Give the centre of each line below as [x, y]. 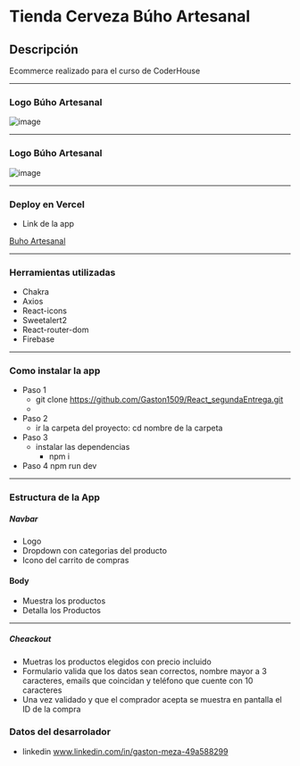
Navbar [24, 519]
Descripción [44, 50]
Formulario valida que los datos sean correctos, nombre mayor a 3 [145, 670]
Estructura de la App [55, 497]
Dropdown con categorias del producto [95, 551]
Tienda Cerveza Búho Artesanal [130, 17]
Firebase [38, 339]
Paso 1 [34, 390]
